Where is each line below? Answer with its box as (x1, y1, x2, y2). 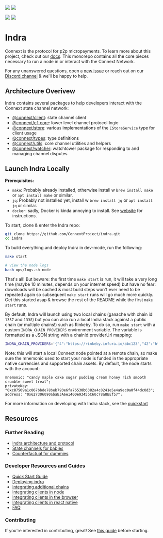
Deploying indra (12, 478, 44, 485)
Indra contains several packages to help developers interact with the (5, 100, 142, 106)
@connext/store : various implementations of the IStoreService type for (12, 125, 155, 130)
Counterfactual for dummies (12, 450, 69, 456)
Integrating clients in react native (12, 499, 78, 505)
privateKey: (5, 383, 29, 388)
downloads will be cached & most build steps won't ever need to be (5, 286, 140, 292)
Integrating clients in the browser (12, 494, 79, 500)
